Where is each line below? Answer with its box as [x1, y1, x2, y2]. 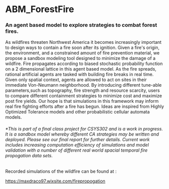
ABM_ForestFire [5, 4, 74, 15]
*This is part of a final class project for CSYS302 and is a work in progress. [5, 126, 163, 132]
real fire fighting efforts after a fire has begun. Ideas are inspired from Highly [5, 103, 164, 109]
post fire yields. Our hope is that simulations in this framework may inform [5, 98, 159, 104]
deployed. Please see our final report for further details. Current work [5, 137, 150, 143]
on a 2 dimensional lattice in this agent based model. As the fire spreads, [5, 66, 156, 72]
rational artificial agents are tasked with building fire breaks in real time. [5, 72, 154, 78]
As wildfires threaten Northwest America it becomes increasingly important [5, 39, 162, 45]
